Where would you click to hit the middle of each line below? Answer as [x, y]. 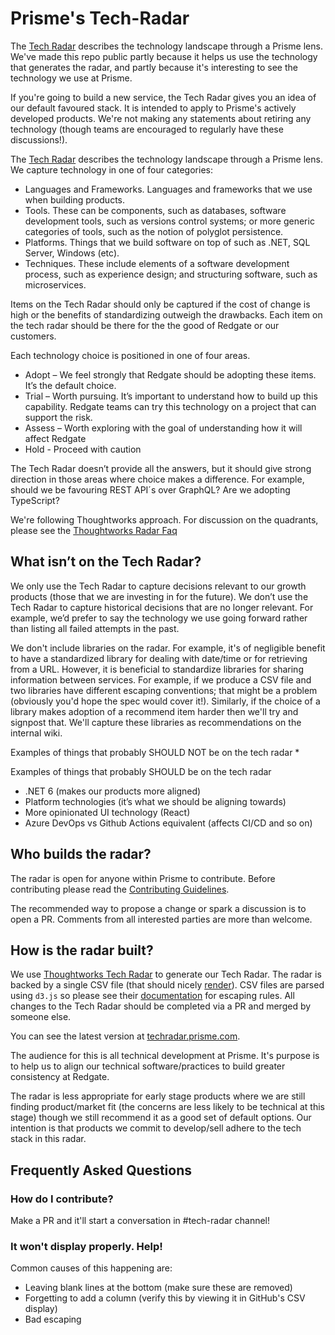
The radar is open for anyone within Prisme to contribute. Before [143, 878]
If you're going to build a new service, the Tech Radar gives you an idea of [163, 97]
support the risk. [58, 417]
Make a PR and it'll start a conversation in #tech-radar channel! [140, 1221]
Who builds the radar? [81, 854]
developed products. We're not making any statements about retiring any [161, 118]
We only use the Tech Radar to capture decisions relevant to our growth [158, 586]
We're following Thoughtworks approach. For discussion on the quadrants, [164, 519]
